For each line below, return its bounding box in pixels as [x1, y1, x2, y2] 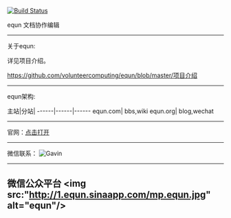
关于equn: [7, 42, 36, 50]
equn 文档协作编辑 [7, 21, 60, 29]
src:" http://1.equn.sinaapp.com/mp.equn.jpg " [7, 189, 211, 201]
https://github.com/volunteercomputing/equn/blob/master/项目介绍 [7, 71, 198, 79]
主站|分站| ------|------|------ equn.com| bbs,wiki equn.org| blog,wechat [7, 107, 214, 115]
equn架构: [7, 92, 36, 100]
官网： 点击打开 [7, 128, 49, 136]
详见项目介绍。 [7, 57, 49, 65]
